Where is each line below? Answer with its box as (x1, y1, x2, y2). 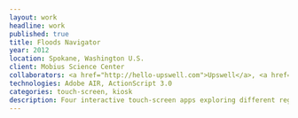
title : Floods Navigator (9, 37, 101, 47)
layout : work (9, 12, 58, 22)
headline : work (9, 21, 66, 30)
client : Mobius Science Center (9, 63, 125, 72)
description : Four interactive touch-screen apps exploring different (9, 95, 276, 105)
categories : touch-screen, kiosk (9, 87, 133, 96)
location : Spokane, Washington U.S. (9, 54, 145, 63)
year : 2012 (9, 46, 50, 55)
